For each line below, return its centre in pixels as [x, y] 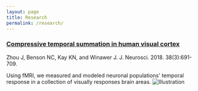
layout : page [23, 12]
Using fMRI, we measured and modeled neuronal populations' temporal [95, 75]
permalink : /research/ [35, 23]
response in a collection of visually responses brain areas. [79, 81]
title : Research [27, 17]
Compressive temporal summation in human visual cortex [93, 44]
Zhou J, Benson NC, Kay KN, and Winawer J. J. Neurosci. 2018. [85, 57]
